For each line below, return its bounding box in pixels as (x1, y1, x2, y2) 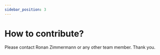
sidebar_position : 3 (4, 7, 47, 12)
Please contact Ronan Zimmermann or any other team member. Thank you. (4, 44, 156, 50)
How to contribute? (4, 28, 84, 39)
